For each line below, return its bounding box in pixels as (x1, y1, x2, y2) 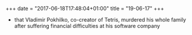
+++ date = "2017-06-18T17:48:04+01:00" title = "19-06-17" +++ (5, 5, 165, 12)
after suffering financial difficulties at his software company (14, 23, 160, 29)
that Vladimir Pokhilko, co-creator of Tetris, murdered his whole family (14, 16, 187, 23)
